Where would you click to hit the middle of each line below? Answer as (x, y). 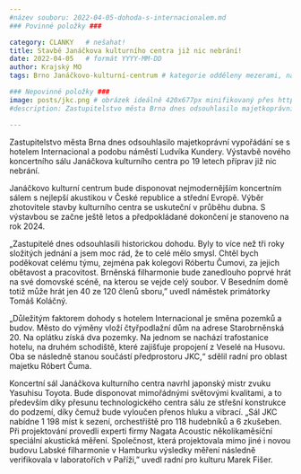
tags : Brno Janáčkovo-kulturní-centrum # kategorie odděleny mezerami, (146, 76)
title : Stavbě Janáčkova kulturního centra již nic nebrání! (126, 50)
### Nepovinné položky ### (60, 92)
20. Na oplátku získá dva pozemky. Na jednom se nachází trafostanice (139, 337)
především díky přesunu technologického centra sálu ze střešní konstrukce (148, 402)
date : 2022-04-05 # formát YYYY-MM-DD (86, 59)
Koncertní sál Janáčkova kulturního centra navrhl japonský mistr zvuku (140, 383)
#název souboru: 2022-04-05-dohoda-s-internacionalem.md (118, 18)
